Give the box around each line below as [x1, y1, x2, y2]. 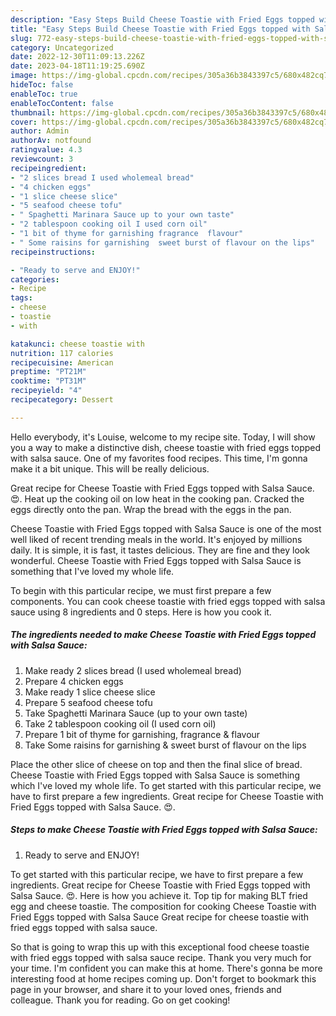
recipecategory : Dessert [10, 395, 114, 405]
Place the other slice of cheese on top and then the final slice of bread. [10, 758, 303, 770]
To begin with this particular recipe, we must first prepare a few [10, 584, 272, 596]
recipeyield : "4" [10, 386, 83, 396]
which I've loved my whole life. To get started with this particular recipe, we [10, 779, 322, 791]
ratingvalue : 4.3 [10, 145, 83, 155]
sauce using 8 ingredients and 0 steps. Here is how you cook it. [10, 606, 272, 618]
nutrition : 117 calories [10, 348, 114, 358]
